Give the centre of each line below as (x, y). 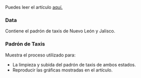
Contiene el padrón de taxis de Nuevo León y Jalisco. (60, 31)
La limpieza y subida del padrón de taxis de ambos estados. (74, 64)
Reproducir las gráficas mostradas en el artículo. (62, 70)
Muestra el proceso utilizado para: (40, 55)
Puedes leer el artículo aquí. (34, 7)
